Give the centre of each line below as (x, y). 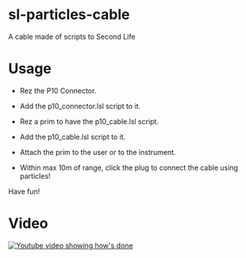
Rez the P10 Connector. (58, 90)
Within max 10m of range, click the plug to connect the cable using (129, 168)
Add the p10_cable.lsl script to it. (73, 137)
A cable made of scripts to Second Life (72, 37)
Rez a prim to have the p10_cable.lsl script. (89, 121)
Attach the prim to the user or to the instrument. (98, 152)
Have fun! (24, 191)
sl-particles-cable (69, 15)
